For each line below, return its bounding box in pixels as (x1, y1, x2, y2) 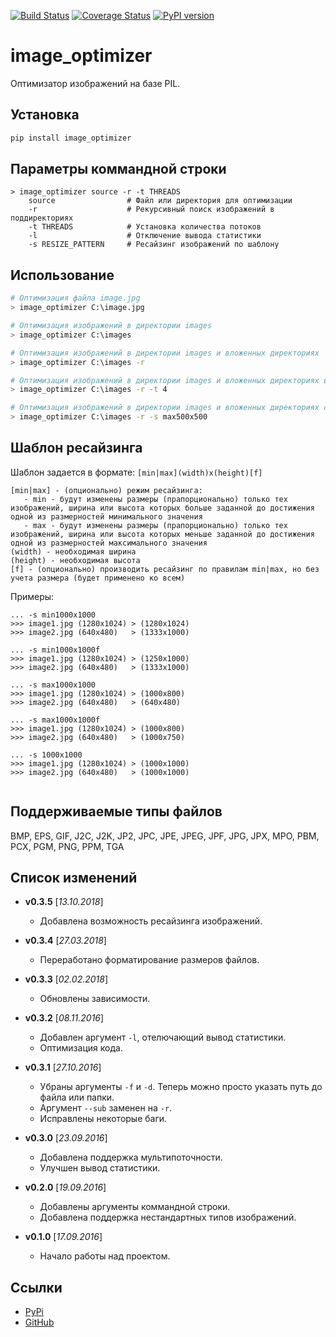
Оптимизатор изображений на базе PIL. (10, 77, 181, 89)
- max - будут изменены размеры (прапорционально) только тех (23, 520, 288, 530)
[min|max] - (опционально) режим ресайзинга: (10, 485, 203, 495)
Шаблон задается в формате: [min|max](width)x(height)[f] (10, 466, 263, 478)
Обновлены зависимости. (39, 993, 151, 1005)
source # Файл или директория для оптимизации (28, 196, 293, 206)
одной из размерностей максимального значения (10, 538, 208, 548)
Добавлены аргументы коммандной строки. (39, 1201, 231, 1213)
